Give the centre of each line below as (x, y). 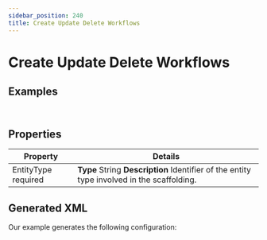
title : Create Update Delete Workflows (74, 23)
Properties (35, 134)
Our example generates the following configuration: (93, 227)
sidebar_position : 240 (46, 15)
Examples (33, 92)
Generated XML (48, 208)
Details (166, 157)
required (28, 180)
